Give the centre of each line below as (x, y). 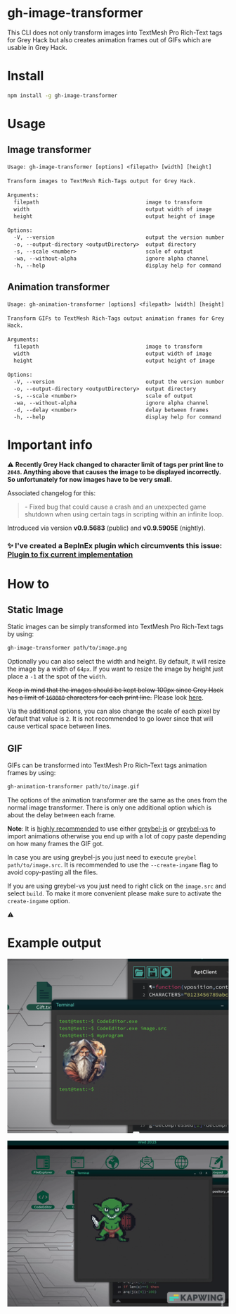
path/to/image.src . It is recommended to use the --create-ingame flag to (113, 864)
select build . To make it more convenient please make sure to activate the (114, 893)
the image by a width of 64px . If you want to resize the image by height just (115, 669)
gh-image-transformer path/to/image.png (67, 648)
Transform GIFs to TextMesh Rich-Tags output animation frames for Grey (116, 318)
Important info (50, 445)
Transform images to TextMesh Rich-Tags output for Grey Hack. (102, 181)
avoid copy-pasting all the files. (53, 872)
